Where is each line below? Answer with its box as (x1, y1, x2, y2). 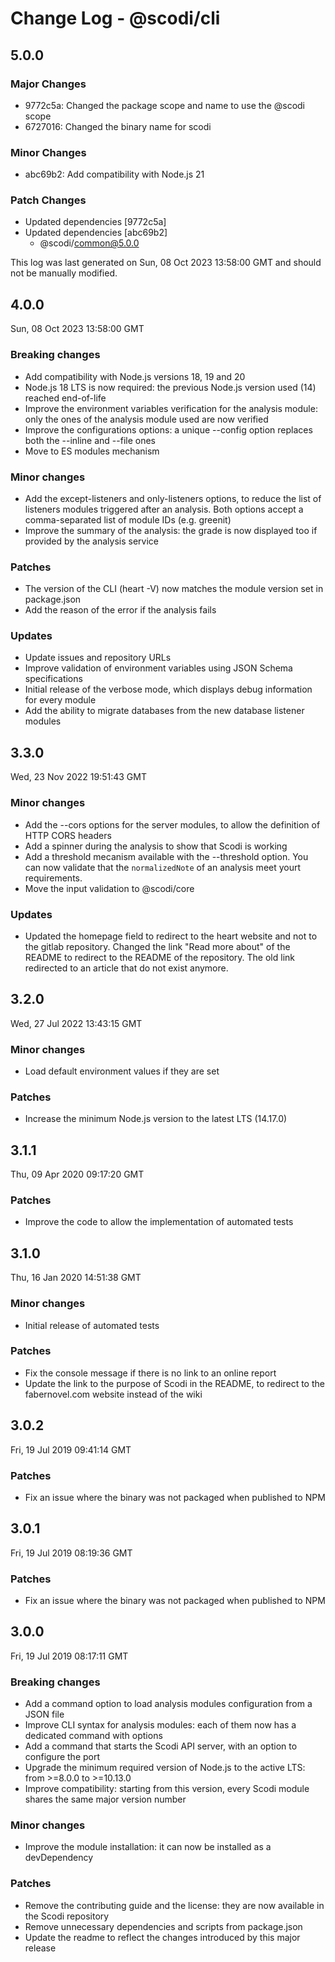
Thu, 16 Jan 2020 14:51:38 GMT (10, 1272, 142, 1284)
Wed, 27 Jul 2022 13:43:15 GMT (10, 1017, 143, 1029)
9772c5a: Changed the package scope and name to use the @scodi (24, 99, 306, 111)
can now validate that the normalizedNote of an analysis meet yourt (24, 861, 302, 873)
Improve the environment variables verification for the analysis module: (24, 402, 318, 414)
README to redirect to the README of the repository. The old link (24, 951, 295, 963)
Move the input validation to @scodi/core (24, 882, 195, 894)
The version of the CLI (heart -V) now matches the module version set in (24, 583, 324, 595)
